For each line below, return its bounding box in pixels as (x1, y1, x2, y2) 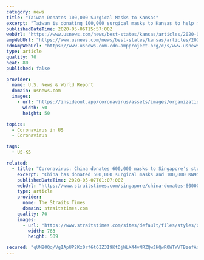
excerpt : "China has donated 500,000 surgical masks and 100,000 (17, 171, 186, 177)
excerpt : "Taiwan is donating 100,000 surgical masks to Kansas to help (6, 20, 194, 26)
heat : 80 (6, 60, 29, 66)
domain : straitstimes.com (22, 205, 88, 211)
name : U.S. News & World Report (12, 82, 94, 88)
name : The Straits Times (22, 200, 86, 206)
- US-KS (12, 149, 32, 156)
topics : (6, 121, 26, 128)
